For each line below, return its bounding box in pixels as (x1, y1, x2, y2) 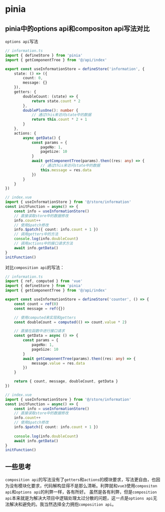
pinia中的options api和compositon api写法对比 (5, 24, 150, 33)
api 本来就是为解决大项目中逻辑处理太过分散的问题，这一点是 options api (5, 495, 153, 501)
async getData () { (23, 135, 61, 140)
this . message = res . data (40, 167, 92, 173)
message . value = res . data (31, 361, 85, 366)
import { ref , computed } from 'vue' (5, 279, 83, 284)
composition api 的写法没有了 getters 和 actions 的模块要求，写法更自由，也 (5, 476, 156, 483)
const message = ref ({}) (14, 306, 65, 311)
